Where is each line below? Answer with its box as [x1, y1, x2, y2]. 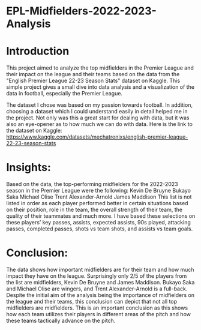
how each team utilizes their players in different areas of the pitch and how [6, 311, 191, 317]
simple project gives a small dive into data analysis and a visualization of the [6, 83, 195, 91]
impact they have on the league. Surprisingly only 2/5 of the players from [6, 272, 187, 280]
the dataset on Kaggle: [6, 127, 62, 134]
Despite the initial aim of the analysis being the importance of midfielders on [6, 292, 195, 298]
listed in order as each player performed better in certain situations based [6, 200, 188, 207]
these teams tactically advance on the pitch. [6, 317, 116, 324]
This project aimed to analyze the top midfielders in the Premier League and [6, 64, 194, 71]
